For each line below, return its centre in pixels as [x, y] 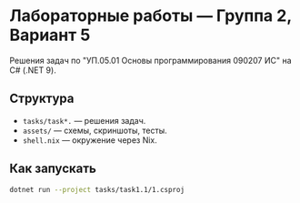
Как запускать [53, 169]
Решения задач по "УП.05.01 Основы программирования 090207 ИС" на [151, 60]
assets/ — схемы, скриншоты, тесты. [95, 130]
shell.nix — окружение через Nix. [90, 140]
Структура [42, 99]
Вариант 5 [50, 35]
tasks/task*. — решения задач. [84, 120]
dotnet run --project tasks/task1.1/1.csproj [97, 189]
